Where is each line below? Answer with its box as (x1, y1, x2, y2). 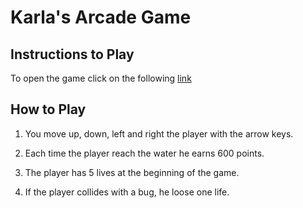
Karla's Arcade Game (10, 6, 192, 29)
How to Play (10, 101, 87, 118)
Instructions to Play (10, 46, 135, 63)
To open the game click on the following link (10, 72, 192, 84)
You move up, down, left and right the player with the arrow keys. (24, 127, 294, 140)
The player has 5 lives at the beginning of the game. (24, 166, 240, 178)
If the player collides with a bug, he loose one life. (24, 186, 230, 198)
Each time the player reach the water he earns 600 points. (24, 147, 265, 159)
